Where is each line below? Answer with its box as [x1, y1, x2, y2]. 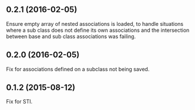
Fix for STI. [6, 98, 33, 105]
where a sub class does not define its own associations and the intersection [6, 26, 190, 34]
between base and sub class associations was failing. [6, 32, 136, 40]
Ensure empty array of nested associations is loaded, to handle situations [6, 20, 184, 27]
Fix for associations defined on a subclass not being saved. [6, 65, 150, 72]
